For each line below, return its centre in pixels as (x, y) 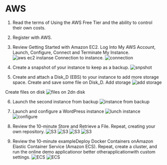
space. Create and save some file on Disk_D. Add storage (71, 82)
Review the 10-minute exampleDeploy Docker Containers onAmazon (83, 141)
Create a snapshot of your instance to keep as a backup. (71, 67)
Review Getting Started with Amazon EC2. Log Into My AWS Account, (84, 47)
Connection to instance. (79, 57)
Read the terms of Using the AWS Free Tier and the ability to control (82, 22)
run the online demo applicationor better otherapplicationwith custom (84, 152)
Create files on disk (25, 92)
